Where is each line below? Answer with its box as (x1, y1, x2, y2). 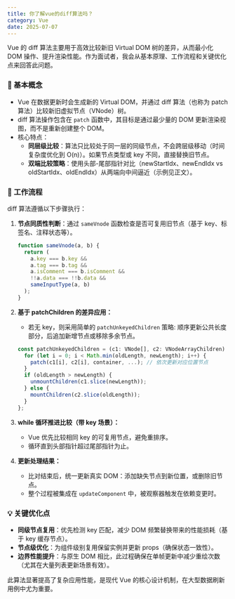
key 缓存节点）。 (25, 534, 72, 543)
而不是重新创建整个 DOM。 (29, 124, 109, 132)
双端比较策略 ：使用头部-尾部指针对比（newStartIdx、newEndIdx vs (27, 159, 223, 167)
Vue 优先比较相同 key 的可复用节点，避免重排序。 (27, 433, 172, 441)
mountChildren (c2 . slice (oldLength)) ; (30, 391, 141, 398)
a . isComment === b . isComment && (30, 268, 125, 275)
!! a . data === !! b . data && (30, 275, 107, 282)
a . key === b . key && (30, 255, 88, 262)
